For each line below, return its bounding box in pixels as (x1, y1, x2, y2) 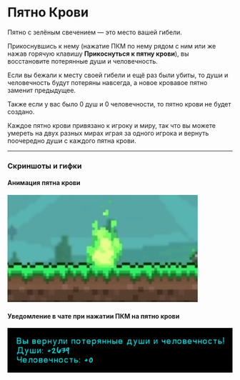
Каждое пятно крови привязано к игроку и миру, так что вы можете (7, 121, 216, 129)
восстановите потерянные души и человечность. (7, 56, 159, 65)
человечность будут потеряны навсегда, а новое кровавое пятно (7, 78, 208, 86)
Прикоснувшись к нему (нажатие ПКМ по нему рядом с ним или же (7, 41, 216, 50)
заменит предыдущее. (7, 86, 76, 94)
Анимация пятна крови (7, 179, 81, 187)
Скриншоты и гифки (7, 161, 82, 171)
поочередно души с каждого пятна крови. (7, 136, 137, 145)
